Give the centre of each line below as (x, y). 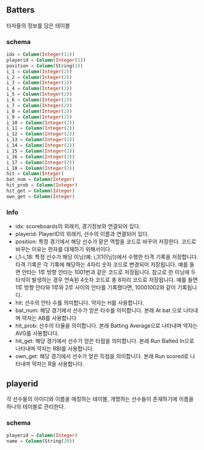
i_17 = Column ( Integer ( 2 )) (41, 162)
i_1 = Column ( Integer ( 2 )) (39, 72)
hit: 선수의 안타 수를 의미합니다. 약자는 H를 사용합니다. (80, 303)
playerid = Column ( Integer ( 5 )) (46, 60)
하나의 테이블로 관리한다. (36, 407)
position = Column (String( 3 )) (45, 66)
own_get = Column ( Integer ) (41, 196)
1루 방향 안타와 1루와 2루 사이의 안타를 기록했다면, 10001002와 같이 (95, 287)
